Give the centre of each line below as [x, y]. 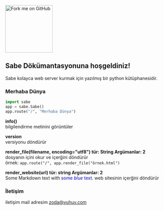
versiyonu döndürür [26, 142]
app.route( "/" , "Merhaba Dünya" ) [41, 111]
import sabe [18, 102]
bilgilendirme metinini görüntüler [39, 126]
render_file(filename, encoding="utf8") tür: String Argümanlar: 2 [75, 152]
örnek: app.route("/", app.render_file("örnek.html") [63, 163]
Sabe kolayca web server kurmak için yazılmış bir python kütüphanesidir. [81, 78]
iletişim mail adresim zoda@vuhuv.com [46, 202]
